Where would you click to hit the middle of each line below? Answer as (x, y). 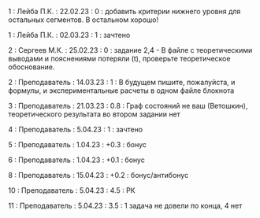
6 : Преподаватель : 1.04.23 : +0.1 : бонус (77, 160)
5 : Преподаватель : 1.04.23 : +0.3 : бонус (78, 144)
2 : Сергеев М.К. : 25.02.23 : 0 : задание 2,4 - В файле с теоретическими (130, 50)
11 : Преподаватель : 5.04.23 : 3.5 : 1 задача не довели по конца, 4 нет (125, 205)
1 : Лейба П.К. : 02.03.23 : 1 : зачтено (69, 35)
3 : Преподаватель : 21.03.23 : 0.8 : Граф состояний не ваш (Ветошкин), (128, 106)
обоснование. (32, 67)
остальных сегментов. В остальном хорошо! (84, 20)
